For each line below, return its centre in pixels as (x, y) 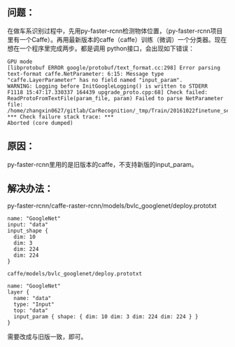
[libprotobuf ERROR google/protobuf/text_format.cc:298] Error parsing (114, 68)
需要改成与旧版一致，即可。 (47, 337)
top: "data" (31, 311)
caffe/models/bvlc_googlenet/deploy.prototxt (74, 274)
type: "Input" (34, 305)
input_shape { (28, 231)
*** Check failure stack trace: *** (60, 117)
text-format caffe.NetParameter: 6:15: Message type (86, 74)
